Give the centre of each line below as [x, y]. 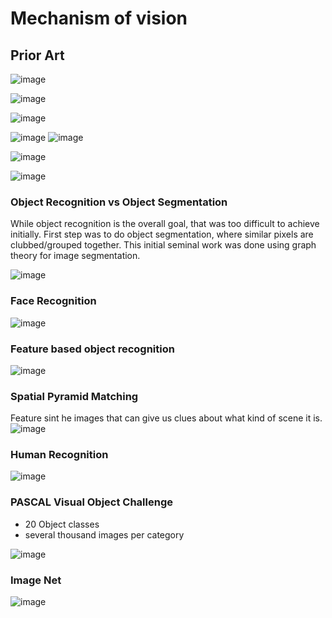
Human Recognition [59, 455]
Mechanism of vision [99, 18]
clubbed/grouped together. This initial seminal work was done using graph [163, 245]
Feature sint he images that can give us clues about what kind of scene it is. [166, 418]
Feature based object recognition [92, 349]
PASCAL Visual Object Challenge [91, 502]
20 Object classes [62, 524]
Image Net [36, 580]
